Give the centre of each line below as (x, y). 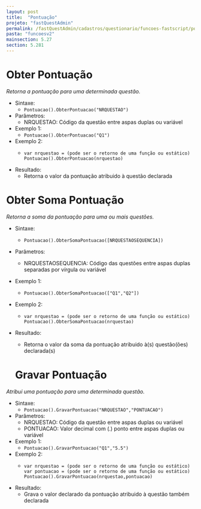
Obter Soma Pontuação (65, 200)
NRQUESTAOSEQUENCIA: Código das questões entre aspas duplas (107, 263)
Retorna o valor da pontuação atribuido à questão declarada (98, 176)
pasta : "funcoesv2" (31, 34)
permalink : (20, 28)
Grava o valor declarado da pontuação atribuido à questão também (106, 494)
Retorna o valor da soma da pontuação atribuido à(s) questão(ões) (106, 344)
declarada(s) (39, 350)
